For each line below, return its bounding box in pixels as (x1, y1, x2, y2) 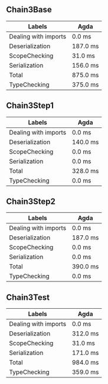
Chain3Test (6, 292, 50, 302)
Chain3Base (6, 5, 52, 15)
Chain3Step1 (6, 101, 54, 111)
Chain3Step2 (6, 197, 56, 207)
